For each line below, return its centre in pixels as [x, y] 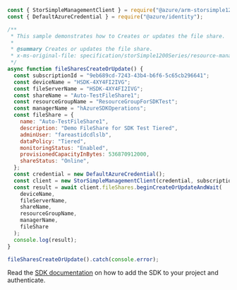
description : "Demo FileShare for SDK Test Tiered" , [99, 128]
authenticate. [26, 280]
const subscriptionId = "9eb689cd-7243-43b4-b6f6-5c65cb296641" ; [112, 75]
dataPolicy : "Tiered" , [53, 141]
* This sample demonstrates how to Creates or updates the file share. [118, 36]
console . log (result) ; [45, 240]
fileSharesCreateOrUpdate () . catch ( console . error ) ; [83, 259]
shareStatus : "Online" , [55, 161]
